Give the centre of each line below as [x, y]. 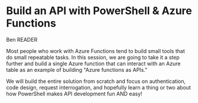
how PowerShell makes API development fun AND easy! [74, 94]
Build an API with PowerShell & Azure [99, 11]
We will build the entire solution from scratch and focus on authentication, [96, 81]
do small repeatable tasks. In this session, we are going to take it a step [93, 57]
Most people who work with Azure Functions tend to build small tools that [95, 51]
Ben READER [22, 39]
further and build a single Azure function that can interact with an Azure [93, 64]
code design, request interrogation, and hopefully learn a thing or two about [98, 87]
